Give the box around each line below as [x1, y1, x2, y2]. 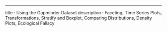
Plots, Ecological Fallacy [5, 20, 55, 26]
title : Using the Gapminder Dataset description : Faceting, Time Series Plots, [5, 10, 162, 15]
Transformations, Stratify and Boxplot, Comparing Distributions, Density [5, 15, 153, 21]
